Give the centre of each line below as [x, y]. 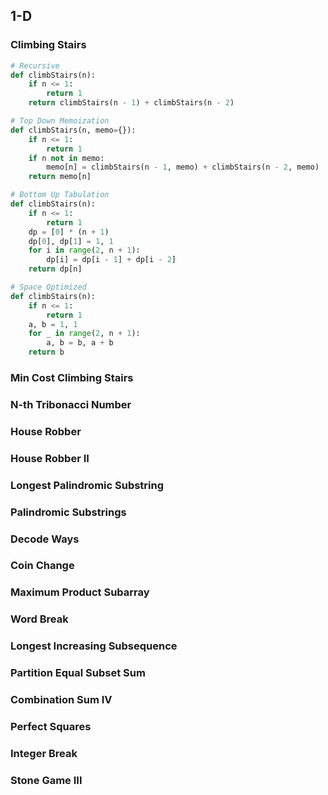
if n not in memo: [66, 158]
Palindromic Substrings [68, 512]
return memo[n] [60, 177]
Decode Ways [45, 539]
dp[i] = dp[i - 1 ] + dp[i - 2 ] [111, 260]
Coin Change [42, 566]
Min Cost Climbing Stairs [72, 377]
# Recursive [35, 65]
